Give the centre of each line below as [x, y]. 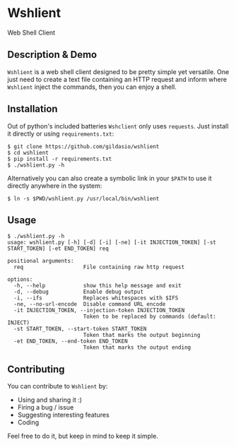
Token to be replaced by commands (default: [150, 317]
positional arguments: [41, 261]
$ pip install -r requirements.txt [60, 159]
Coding [28, 422]
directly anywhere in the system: [55, 186]
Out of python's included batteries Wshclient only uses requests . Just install [118, 126]
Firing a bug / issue [46, 407]
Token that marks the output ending [137, 347]
